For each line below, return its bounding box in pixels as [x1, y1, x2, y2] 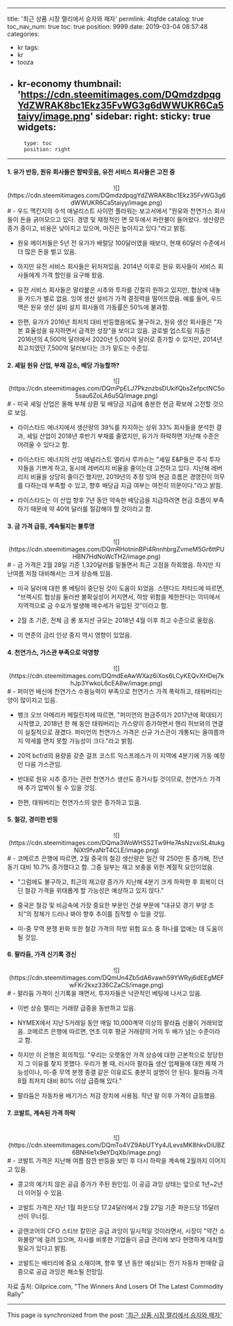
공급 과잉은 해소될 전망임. [35, 1267, 105, 1275]
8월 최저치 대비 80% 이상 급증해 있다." [17, 1077, 123, 1085]
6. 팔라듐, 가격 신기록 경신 [7, 950, 77, 958]
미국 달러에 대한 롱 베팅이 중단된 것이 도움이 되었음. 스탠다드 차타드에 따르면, [17, 584, 225, 593]
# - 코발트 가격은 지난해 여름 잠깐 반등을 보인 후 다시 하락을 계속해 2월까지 [7, 1156, 208, 1164]
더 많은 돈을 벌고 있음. [17, 248, 77, 256]
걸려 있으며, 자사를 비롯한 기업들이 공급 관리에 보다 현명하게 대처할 [44, 1235, 224, 1243]
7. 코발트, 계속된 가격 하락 [7, 1108, 76, 1117]
